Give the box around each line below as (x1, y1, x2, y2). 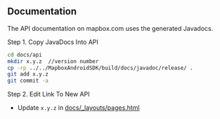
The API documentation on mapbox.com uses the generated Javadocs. (7, 24, 214, 32)
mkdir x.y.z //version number (7, 57, 99, 65)
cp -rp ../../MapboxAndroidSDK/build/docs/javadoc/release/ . (7, 64, 193, 71)
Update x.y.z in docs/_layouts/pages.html (17, 104, 140, 112)
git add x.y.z (7, 71, 49, 78)
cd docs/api (7, 51, 42, 58)
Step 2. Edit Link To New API (7, 90, 90, 99)
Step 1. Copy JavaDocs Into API (7, 38, 98, 46)
